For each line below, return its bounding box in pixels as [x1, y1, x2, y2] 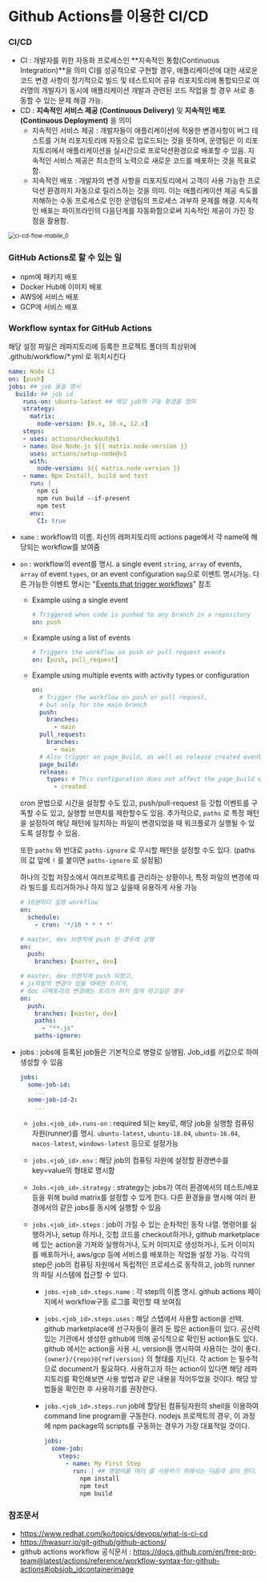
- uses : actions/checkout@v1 [22, 435, 120, 443]
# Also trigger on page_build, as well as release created [38, 753, 240, 761]
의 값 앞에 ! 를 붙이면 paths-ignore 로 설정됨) [19, 856, 163, 865]
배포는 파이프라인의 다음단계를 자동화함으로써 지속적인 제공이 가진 [40, 206, 247, 216]
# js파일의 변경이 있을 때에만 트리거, [19, 980, 130, 988]
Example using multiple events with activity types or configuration [31, 670, 250, 680]
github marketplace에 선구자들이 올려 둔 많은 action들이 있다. [43, 1324, 239, 1333]
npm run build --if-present [37, 494, 130, 502]
